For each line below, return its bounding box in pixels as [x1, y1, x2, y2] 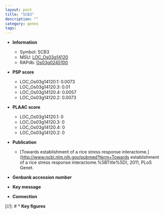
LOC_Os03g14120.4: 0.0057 [19, 89, 77, 95]
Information [12, 39, 38, 45]
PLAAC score [12, 104, 41, 110]
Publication [12, 140, 37, 145]
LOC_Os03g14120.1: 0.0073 [19, 79, 75, 85]
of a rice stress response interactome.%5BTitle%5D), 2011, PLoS [19, 159, 152, 165]
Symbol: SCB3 [19, 49, 50, 55]
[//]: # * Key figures [5, 203, 46, 209]
